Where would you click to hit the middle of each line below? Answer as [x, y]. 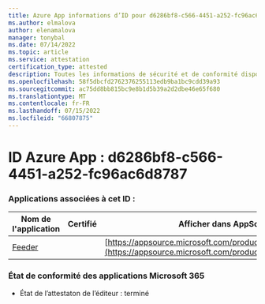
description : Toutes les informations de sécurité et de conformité [123, 74]
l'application [36, 229]
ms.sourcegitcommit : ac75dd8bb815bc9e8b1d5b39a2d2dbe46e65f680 [114, 89]
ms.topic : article [38, 52]
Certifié [82, 224]
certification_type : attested [58, 67]
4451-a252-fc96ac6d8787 [98, 174]
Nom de [36, 220]
